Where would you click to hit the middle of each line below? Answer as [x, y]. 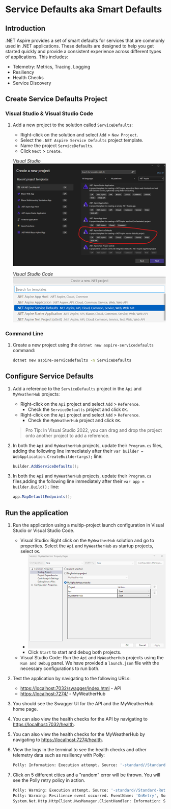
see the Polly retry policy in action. [49, 780]
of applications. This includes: [37, 57]
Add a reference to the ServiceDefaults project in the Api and [77, 388]
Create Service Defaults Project [56, 99]
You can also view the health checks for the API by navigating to [80, 719]
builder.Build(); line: [36, 487]
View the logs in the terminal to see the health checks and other [79, 750]
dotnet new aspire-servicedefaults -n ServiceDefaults [72, 360]
